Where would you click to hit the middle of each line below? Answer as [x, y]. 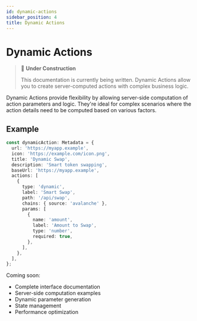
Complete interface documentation [58, 287]
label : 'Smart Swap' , [49, 192]
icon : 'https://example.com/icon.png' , [61, 154]
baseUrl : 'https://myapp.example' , [55, 170]
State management [38, 306]
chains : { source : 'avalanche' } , [65, 203]
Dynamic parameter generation [53, 300]
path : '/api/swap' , [46, 198]
